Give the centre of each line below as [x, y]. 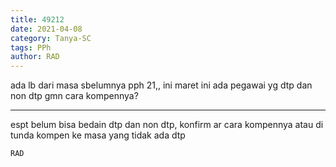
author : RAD [35, 57]
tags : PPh [31, 47]
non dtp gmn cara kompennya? [74, 96]
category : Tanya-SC [51, 38]
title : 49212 [37, 19]
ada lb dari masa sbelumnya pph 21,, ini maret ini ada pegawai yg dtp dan [161, 85]
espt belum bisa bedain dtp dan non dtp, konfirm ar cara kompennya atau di [167, 125]
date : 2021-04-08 [46, 29]
